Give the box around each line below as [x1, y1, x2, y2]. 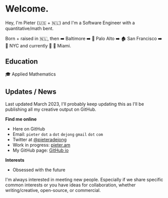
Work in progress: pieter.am [12, 142, 71, 148]
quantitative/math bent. [5, 25, 54, 31]
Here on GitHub [12, 125, 45, 131]
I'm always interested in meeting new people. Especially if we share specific [5, 176, 163, 182]
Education [5, 57, 38, 66]
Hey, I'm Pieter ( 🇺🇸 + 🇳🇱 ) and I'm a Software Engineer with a [5, 20, 135, 26]
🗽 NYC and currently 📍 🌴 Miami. [5, 42, 72, 48]
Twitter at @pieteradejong [12, 137, 67, 143]
